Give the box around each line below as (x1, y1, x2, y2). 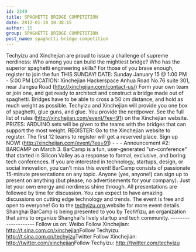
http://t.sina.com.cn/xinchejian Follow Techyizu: (6, 227, 120, 234)
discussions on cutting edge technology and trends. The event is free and (6, 196, 184, 203)
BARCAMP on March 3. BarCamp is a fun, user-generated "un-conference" (6, 146, 187, 153)
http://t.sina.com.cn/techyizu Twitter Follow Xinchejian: (6, 233, 137, 240)
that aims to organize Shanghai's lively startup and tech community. (6, 214, 170, 221)
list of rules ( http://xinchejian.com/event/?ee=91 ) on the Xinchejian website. (6, 115, 188, 121)
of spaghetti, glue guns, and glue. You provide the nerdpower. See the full (6, 108, 184, 115)
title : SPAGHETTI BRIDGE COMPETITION (6, 14, 98, 20)
